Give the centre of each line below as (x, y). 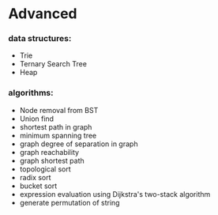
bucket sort (38, 186)
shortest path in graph (56, 126)
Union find (36, 119)
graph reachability (49, 152)
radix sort (35, 177)
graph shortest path (52, 160)
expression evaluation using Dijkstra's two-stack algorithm (115, 194)
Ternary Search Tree (53, 64)
